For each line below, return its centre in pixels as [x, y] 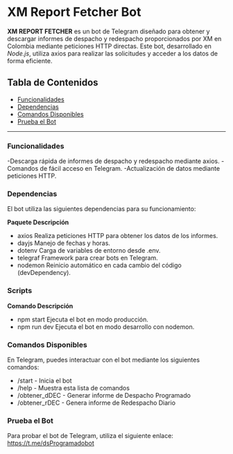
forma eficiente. [30, 60]
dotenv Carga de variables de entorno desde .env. [89, 251]
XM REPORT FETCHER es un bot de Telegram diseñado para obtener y [109, 31]
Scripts [20, 291]
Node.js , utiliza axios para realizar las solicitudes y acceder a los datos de [113, 53]
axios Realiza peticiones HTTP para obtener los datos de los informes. [118, 236]
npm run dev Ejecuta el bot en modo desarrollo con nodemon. [106, 326]
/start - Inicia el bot [44, 380]
